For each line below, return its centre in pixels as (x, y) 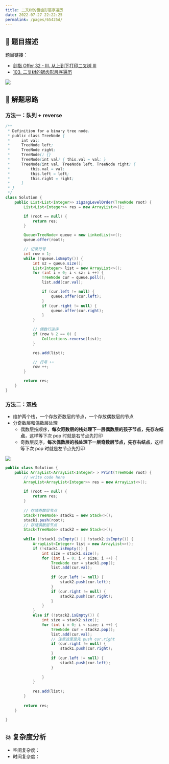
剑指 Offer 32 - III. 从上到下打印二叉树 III (55, 66)
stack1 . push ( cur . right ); (87, 649)
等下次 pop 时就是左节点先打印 (53, 449)
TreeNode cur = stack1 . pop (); (83, 563)
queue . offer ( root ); (44, 240)
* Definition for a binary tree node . (49, 131)
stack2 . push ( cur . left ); (85, 582)
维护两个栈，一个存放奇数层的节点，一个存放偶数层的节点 (73, 417)
